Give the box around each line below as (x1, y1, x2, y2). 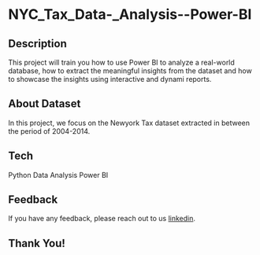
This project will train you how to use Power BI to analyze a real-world (8, 57, 235, 67)
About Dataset (8, 97, 81, 111)
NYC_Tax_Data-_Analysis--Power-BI (8, 6, 252, 24)
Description (8, 37, 67, 50)
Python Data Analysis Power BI (8, 170, 109, 179)
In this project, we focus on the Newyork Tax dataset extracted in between (8, 118, 251, 128)
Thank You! (8, 236, 65, 249)
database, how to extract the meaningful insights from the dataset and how (8, 66, 252, 76)
